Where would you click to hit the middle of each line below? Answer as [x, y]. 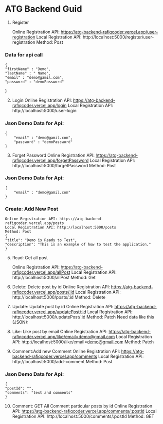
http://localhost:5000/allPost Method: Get [54, 278]
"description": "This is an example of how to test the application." [78, 245]
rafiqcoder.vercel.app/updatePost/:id [49, 312]
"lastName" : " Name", [28, 73]
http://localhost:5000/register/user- [118, 37]
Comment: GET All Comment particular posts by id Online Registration [82, 406]
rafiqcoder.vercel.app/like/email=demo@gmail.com [63, 337]
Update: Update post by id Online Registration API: [63, 307]
